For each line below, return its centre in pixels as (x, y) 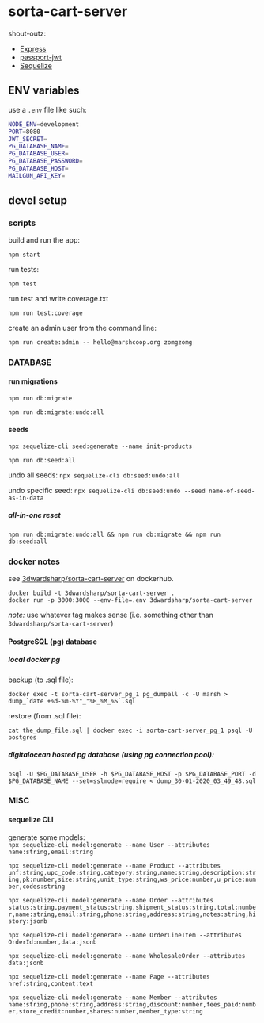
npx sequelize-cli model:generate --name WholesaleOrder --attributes (127, 956)
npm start (25, 255)
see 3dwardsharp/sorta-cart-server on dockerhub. (91, 579)
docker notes (34, 561)
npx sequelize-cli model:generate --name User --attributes (109, 845)
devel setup (38, 201)
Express (33, 48)
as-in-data (26, 498)
